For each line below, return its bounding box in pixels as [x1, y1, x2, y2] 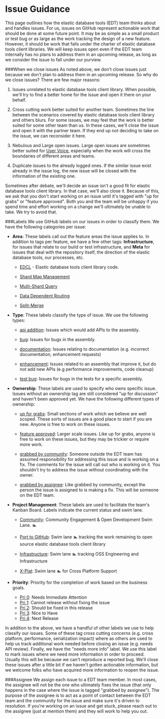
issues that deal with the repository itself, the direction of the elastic [12, 249, 150, 255]
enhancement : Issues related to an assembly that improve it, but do [19, 360, 157, 367]
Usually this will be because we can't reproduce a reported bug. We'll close [5, 656, 159, 662]
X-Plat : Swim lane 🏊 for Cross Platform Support [19, 568, 117, 574]
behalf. [12, 97, 27, 103]
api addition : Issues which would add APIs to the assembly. [19, 327, 140, 333]
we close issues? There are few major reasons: [5, 77, 101, 83]
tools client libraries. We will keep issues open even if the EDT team [5, 46, 142, 52]
